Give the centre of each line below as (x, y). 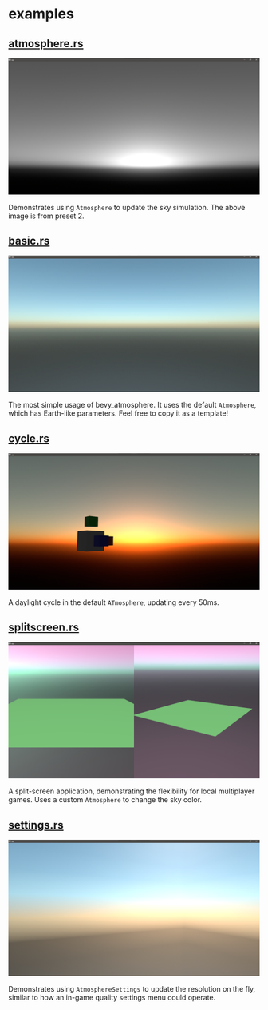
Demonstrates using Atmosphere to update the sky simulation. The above (127, 207)
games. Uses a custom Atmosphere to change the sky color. (105, 800)
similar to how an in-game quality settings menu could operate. (112, 997)
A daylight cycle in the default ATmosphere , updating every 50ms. (114, 602)
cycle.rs (29, 438)
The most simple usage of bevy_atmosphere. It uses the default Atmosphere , (132, 405)
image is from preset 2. (47, 216)
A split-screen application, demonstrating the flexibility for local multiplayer (132, 791)
